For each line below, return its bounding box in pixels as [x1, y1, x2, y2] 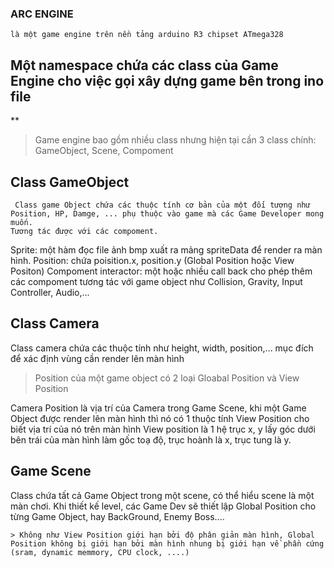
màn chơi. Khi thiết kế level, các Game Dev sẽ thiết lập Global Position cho [10, 500, 317, 512]
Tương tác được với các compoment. [10, 226, 159, 236]
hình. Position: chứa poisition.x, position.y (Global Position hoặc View [10, 254, 295, 266]
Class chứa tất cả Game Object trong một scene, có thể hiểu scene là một [10, 489, 315, 501]
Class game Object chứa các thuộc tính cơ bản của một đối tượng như [14, 200, 311, 210]
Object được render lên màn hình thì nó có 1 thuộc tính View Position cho [10, 412, 310, 424]
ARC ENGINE [10, 7, 74, 21]
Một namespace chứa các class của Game [10, 57, 279, 74]
